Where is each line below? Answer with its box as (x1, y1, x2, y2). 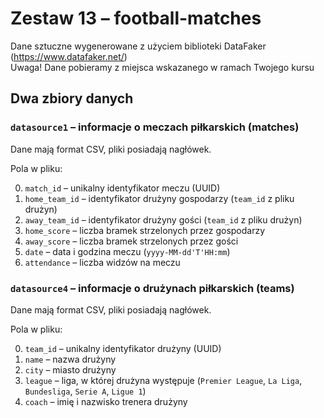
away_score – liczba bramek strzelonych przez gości (24, 235, 239, 247)
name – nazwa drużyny (24, 353, 117, 365)
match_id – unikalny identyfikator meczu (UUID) (24, 182, 221, 194)
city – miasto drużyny (24, 363, 117, 376)
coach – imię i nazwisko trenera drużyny (24, 395, 188, 407)
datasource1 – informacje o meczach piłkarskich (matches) (10, 120, 300, 134)
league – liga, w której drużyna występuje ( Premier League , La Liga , (24, 374, 303, 386)
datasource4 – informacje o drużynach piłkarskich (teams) (10, 281, 295, 295)
